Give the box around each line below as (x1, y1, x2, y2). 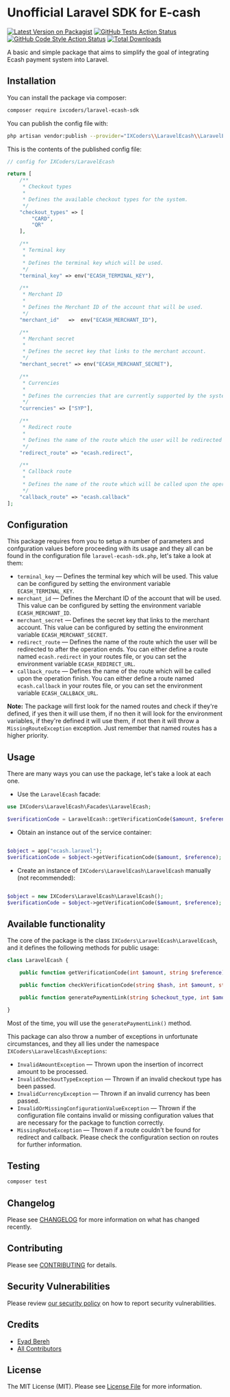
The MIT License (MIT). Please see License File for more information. (7, 1383, 202, 1391)
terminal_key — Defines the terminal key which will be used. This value (16, 572, 218, 580)
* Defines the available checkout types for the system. (22, 196, 188, 203)
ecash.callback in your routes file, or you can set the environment (16, 681, 203, 690)
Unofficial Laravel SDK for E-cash (7, 5, 201, 21)
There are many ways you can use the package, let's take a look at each (7, 770, 211, 778)
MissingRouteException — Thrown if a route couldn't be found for (16, 1125, 201, 1134)
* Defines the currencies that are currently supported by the (22, 392, 207, 399)
